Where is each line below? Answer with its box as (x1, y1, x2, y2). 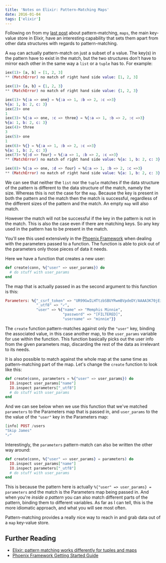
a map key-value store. (5, 520, 50, 526)
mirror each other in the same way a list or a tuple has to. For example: (5, 60, 153, 67)
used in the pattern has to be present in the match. (5, 226, 108, 232)
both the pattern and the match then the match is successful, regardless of (5, 195, 158, 201)
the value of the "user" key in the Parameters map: (5, 414, 109, 420)
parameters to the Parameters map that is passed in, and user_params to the (5, 409, 158, 415)
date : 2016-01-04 (5, 12, 41, 17)
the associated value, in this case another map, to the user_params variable (5, 330, 157, 336)
